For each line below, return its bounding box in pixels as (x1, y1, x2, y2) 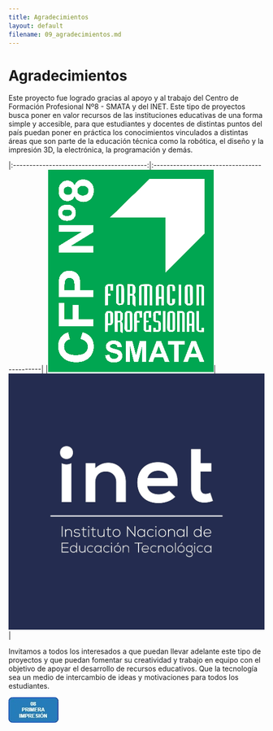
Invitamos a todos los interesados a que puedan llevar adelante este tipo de (8, 646, 262, 656)
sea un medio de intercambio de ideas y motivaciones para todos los (8, 672, 239, 682)
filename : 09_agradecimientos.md (8, 30, 122, 38)
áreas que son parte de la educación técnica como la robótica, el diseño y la (8, 137, 264, 146)
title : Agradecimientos (8, 13, 89, 21)
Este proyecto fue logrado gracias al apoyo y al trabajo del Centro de (8, 94, 239, 103)
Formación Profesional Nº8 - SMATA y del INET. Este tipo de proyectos (8, 102, 246, 111)
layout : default (8, 21, 63, 30)
